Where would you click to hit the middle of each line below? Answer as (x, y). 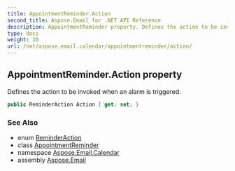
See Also (23, 122)
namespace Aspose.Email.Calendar (69, 152)
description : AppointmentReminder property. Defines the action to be (112, 27)
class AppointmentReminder (58, 145)
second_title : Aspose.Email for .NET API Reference (84, 20)
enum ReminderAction (49, 137)
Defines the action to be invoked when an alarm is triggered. (94, 91)
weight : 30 (23, 40)
